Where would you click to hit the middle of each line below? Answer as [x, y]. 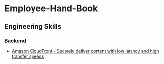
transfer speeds [28, 56]
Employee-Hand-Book [51, 9]
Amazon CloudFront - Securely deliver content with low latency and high [85, 51]
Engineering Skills [33, 27]
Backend [16, 41]
